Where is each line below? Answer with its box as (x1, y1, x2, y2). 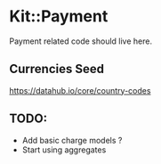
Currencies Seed (9, 61, 105, 77)
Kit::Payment (9, 6, 109, 27)
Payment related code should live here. (9, 36, 153, 46)
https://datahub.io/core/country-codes (9, 85, 151, 95)
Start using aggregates (21, 144, 107, 155)
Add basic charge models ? (21, 135, 123, 145)
